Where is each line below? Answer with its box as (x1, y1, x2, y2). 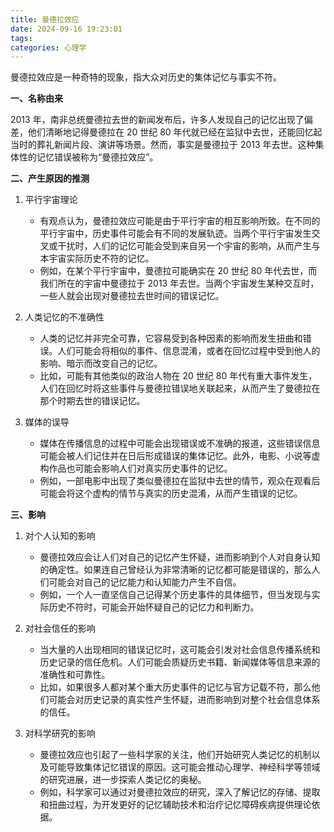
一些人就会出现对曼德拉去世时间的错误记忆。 (39, 290, 225, 302)
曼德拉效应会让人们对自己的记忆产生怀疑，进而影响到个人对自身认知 (39, 551, 321, 563)
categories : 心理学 (10, 42, 87, 53)
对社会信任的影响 (24, 622, 96, 635)
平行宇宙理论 (24, 194, 78, 206)
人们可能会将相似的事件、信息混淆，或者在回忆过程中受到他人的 (57, 345, 321, 357)
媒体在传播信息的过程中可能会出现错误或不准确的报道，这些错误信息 (39, 437, 321, 450)
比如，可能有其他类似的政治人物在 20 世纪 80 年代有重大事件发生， (39, 370, 318, 382)
